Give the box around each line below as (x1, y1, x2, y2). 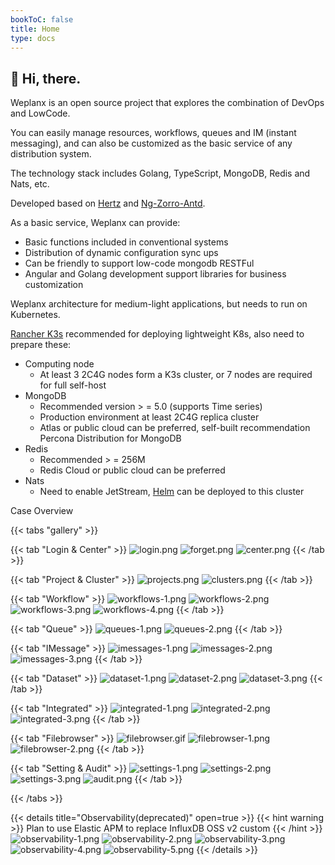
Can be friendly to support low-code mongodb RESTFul (24, 257, 255, 270)
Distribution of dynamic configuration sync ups (24, 247, 219, 259)
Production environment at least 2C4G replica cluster (39, 411, 260, 423)
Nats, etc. (10, 178, 50, 190)
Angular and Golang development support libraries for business (24, 268, 287, 280)
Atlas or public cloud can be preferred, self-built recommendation (39, 422, 311, 434)
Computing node (24, 358, 95, 370)
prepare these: (10, 339, 72, 351)
